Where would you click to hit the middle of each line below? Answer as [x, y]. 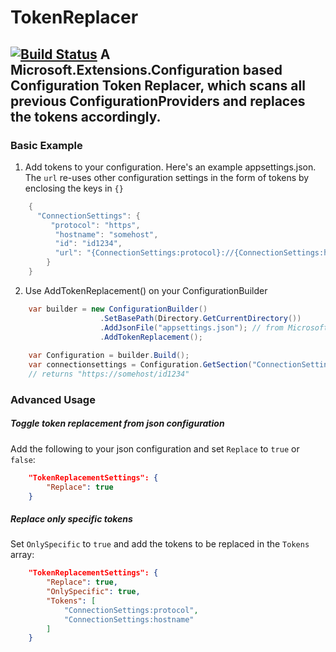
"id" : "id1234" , [88, 244]
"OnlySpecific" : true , [93, 592]
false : [23, 459]
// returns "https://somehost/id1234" [109, 374]
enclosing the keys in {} [74, 188]
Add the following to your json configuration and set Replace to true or [155, 448]
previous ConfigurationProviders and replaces [158, 101]
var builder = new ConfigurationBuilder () [118, 309]
